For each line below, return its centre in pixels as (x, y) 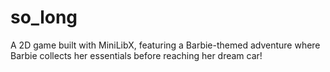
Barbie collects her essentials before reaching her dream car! (136, 55)
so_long (44, 17)
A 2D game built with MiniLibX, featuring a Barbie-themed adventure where (165, 45)
